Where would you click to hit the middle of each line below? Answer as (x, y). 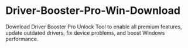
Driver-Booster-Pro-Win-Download (93, 11)
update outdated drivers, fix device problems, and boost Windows (85, 32)
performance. (22, 39)
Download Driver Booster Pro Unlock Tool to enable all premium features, (94, 27)
